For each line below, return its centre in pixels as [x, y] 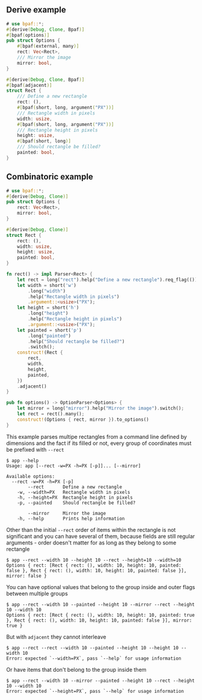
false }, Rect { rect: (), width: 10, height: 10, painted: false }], [96, 570]
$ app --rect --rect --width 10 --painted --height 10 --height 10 [93, 648]
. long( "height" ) [48, 314]
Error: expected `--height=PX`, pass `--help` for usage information [95, 691]
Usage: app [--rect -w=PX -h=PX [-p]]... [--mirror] [74, 466]
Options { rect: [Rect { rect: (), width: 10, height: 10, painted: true [101, 615]
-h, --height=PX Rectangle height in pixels [75, 497]
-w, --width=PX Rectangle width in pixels [74, 492]
